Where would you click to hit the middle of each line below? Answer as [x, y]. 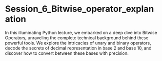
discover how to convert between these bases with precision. [67, 53]
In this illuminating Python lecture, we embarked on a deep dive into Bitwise [81, 32]
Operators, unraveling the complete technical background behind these [77, 38]
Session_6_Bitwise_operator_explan [80, 9]
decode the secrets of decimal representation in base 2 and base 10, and [78, 48]
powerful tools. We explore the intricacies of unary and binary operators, [78, 43]
